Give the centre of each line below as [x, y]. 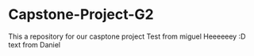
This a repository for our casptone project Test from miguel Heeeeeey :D [127, 36]
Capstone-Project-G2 [81, 15]
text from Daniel [35, 44]
